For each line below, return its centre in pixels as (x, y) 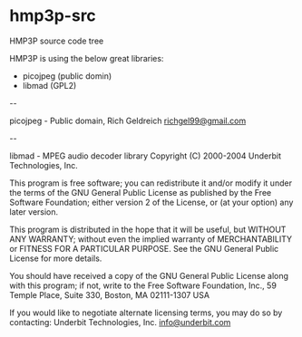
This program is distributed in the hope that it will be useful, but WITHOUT (148, 229)
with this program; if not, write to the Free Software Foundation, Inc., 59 (143, 285)
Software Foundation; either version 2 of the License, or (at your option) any (151, 202)
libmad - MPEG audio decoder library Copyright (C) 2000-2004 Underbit (146, 156)
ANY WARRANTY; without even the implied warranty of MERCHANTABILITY (151, 239)
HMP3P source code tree (57, 41)
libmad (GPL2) (49, 85)
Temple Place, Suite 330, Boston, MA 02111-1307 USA (110, 294)
